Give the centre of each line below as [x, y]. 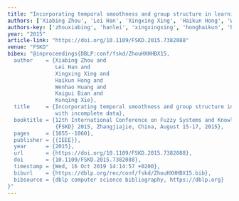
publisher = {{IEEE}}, [47, 140]
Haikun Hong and [79, 80]
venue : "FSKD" [28, 47]
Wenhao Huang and [81, 87]
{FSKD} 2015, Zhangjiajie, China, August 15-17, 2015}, [139, 127]
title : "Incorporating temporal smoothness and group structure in [110, 14]
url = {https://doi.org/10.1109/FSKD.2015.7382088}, [103, 153]
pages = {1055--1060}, [54, 133]
